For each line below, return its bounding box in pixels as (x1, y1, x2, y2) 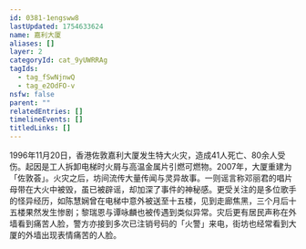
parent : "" (9, 98, 51, 108)
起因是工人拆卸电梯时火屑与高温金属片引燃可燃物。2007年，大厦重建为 (25, 161, 292, 171)
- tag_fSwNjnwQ (17, 73, 76, 82)
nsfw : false (9, 89, 55, 99)
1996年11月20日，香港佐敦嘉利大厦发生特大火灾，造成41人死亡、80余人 (9, 150, 278, 161)
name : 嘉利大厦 (9, 30, 62, 39)
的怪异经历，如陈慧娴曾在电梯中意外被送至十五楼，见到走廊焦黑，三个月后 (9, 195, 289, 206)
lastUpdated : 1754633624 (9, 22, 104, 31)
